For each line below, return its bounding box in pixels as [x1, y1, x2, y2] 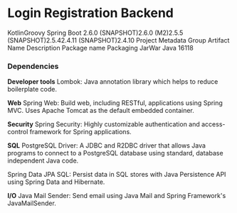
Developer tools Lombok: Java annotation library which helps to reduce [7, 77, 218, 86]
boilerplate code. [7, 85, 57, 94]
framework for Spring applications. [29, 128, 132, 136]
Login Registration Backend [7, 5, 174, 21]
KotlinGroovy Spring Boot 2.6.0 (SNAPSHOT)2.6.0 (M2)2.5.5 [7, 28, 184, 37]
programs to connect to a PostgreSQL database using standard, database [7, 149, 223, 158]
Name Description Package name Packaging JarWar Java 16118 [7, 43, 194, 52]
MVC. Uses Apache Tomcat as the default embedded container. [7, 106, 194, 115]
